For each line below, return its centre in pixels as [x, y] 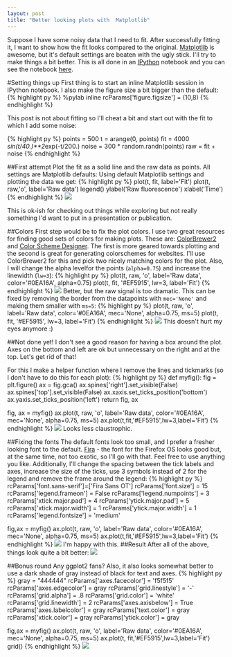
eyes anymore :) [30, 328]
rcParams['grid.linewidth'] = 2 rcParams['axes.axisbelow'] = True [100, 602]
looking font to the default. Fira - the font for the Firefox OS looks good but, [114, 449]
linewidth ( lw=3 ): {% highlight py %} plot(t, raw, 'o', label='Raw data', [105, 275]
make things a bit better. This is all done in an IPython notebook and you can [116, 62]
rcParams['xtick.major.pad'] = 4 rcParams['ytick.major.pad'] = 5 [98, 500]
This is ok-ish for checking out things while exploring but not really [102, 210]
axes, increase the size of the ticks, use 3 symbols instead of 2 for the [107, 471]
